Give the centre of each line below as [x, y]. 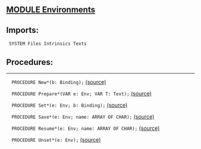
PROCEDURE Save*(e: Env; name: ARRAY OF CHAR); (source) [83, 117]
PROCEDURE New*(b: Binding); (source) [59, 82]
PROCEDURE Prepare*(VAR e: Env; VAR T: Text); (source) [82, 94]
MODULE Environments [51, 10]
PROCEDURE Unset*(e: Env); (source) [56, 140]
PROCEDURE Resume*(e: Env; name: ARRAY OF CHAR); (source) [86, 128]
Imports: [22, 30]
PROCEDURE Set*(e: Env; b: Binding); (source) [70, 105]
